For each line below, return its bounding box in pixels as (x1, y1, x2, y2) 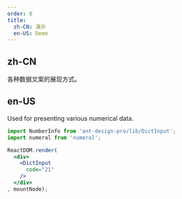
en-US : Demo (13, 29, 49, 37)
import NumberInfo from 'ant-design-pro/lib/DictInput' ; (7, 127, 176, 135)
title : (7, 17, 26, 24)
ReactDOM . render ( (7, 147, 58, 154)
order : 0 (7, 10, 33, 17)
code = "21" (25, 166, 54, 173)
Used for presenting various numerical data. (7, 114, 134, 122)
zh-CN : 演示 (13, 23, 47, 30)
